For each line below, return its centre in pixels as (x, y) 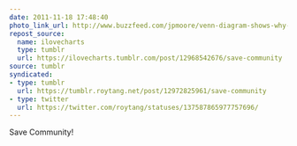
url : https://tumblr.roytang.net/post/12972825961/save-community (142, 91)
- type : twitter (39, 99)
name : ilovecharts (51, 42)
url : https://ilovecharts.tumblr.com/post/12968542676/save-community (150, 58)
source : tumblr (37, 67)
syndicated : (31, 75)
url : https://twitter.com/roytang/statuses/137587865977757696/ (138, 107)
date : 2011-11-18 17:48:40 (59, 17)
